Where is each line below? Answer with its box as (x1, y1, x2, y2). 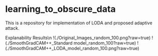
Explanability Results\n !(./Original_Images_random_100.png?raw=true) (5, 35, 151, 41)
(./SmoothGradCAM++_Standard (5, 40, 73, 46)
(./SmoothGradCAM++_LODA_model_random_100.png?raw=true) (5, 45, 139, 51)
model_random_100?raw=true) (73, 40, 136, 46)
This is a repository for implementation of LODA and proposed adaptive (5, 20, 152, 26)
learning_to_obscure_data (5, 3, 116, 15)
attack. (5, 25, 20, 31)
